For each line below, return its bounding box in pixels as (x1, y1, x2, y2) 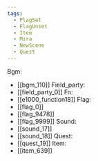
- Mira (13, 36, 32, 43)
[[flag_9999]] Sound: (17, 117, 77, 125)
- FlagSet (13, 17, 41, 23)
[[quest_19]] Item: (17, 139, 67, 147)
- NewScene (13, 42, 45, 49)
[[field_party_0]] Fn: (17, 87, 74, 96)
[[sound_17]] (17, 125, 52, 133)
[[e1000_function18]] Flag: (17, 95, 91, 103)
